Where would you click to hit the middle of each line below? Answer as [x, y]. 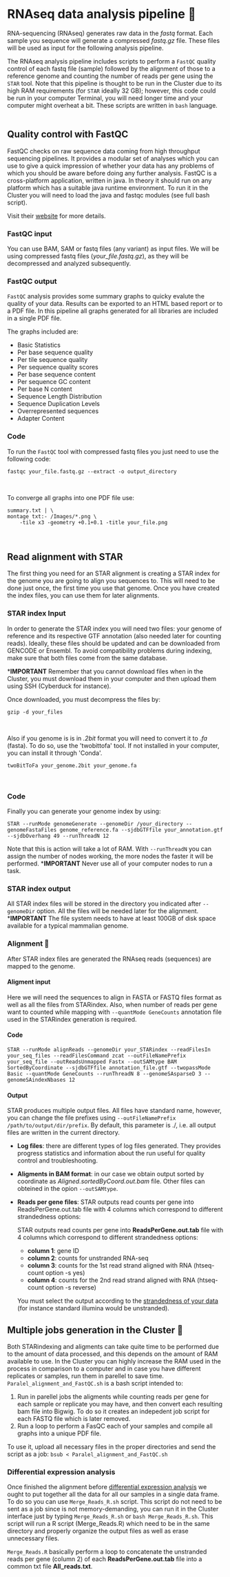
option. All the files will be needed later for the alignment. [118, 911]
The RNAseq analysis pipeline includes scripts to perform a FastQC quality [112, 61]
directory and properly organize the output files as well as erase [98, 1531]
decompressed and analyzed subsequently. [69, 264]
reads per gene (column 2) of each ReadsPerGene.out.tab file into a [105, 1559]
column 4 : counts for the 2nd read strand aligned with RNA [112, 1280]
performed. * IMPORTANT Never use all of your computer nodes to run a [110, 863]
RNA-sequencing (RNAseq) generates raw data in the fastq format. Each [110, 33]
